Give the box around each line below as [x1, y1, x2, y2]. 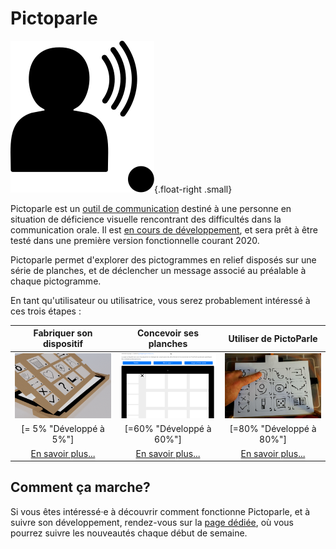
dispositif [43, 338, 83, 350]
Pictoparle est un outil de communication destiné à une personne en [10, 202, 292, 214]
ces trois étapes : [10, 305, 82, 317]
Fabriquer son [33, 327, 93, 339]
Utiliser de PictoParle [228, 332, 318, 344]
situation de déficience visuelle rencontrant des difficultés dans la [10, 213, 282, 225]
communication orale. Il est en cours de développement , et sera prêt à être [10, 223, 318, 236]
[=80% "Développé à [229, 423, 317, 435]
